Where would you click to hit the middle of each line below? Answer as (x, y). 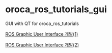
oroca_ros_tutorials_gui (56, 9)
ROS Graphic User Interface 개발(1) (42, 34)
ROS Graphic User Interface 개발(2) (42, 45)
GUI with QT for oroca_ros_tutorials (42, 23)
